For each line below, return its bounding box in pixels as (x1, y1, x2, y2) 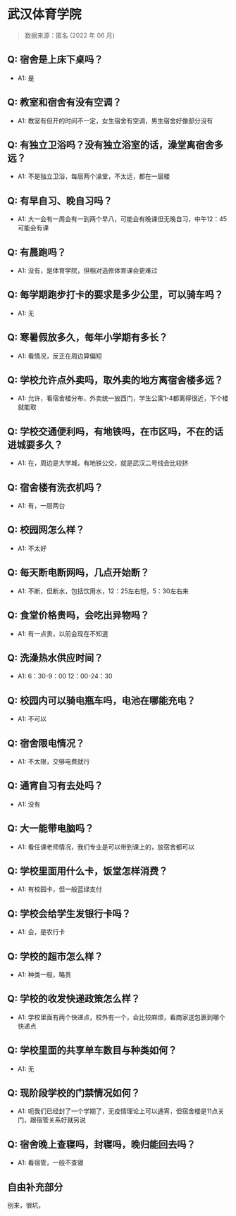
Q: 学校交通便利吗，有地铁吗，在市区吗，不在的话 (7, 426, 224, 438)
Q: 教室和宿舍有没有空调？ (7, 97, 122, 108)
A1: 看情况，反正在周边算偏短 (17, 352, 102, 360)
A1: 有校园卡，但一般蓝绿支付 (17, 885, 102, 893)
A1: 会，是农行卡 (17, 928, 66, 936)
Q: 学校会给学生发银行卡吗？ (7, 907, 132, 919)
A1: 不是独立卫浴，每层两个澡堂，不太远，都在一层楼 (17, 172, 170, 180)
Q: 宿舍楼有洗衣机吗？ (7, 481, 104, 493)
